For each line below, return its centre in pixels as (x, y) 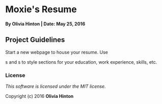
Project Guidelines (35, 40)
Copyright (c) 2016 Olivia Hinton (39, 96)
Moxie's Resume (41, 9)
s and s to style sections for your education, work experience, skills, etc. (81, 62)
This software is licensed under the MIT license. (56, 86)
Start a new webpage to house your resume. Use (57, 52)
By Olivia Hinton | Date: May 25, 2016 (45, 23)
